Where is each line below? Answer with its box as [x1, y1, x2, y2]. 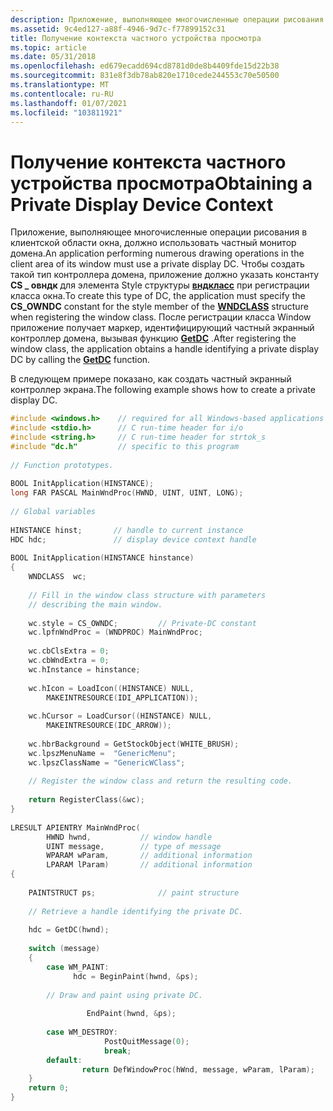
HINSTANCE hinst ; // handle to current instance [10, 525, 244, 535]
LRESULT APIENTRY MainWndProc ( [10, 822, 141, 833]
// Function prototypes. [10, 460, 114, 470]
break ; [104, 1046, 132, 1056]
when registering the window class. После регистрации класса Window [10, 311, 312, 323]
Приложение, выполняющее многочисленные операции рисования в [10, 226, 308, 238]
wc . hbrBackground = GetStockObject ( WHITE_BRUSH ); [28, 739, 240, 749]
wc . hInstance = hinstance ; [28, 664, 141, 675]
